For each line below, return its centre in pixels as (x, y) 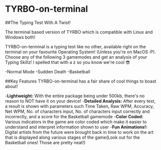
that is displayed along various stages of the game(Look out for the (72, 137)
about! (11, 86)
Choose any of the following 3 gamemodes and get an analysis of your (76, 57)
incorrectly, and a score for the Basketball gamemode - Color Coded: (74, 116)
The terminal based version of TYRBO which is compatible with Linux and (79, 32)
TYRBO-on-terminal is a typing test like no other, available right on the (76, 46)
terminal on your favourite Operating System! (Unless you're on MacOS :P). (80, 52)
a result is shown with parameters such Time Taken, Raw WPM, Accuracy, (80, 106)
